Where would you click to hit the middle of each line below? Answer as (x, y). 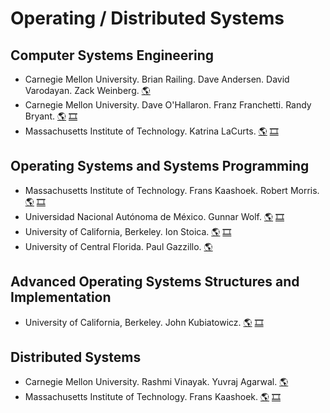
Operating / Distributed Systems (147, 18)
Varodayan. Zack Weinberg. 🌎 (87, 90)
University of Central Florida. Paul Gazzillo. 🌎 (118, 246)
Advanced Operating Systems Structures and (155, 282)
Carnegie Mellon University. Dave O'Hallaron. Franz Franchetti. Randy (168, 105)
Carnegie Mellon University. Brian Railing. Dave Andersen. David (157, 79)
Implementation (61, 297)
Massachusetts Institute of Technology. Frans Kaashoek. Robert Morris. (172, 190)
